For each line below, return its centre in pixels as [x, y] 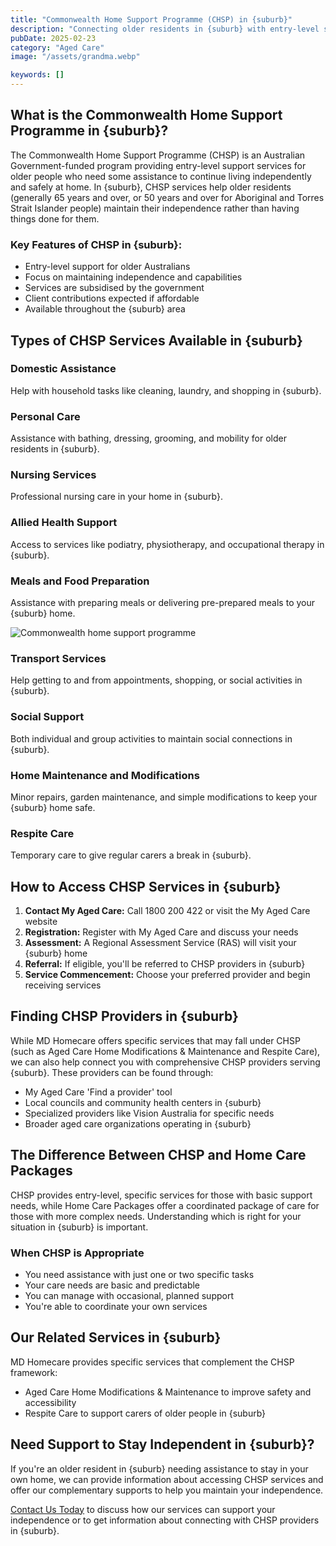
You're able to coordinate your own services [116, 1306]
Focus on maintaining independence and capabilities [133, 277]
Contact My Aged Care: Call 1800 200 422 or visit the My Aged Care [167, 910]
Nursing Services [53, 475]
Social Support [47, 717]
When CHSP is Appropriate [77, 1253]
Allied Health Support [64, 523]
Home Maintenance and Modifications [105, 775]
